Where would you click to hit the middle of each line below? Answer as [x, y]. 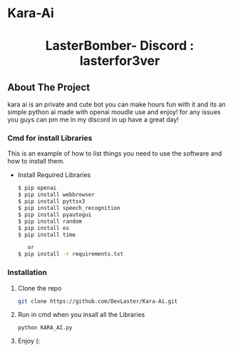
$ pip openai [37, 188]
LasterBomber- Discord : [120, 46]
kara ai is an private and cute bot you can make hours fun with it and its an [116, 104]
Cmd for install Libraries [50, 139]
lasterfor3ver [120, 61]
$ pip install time [47, 235]
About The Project [49, 87]
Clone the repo [40, 288]
